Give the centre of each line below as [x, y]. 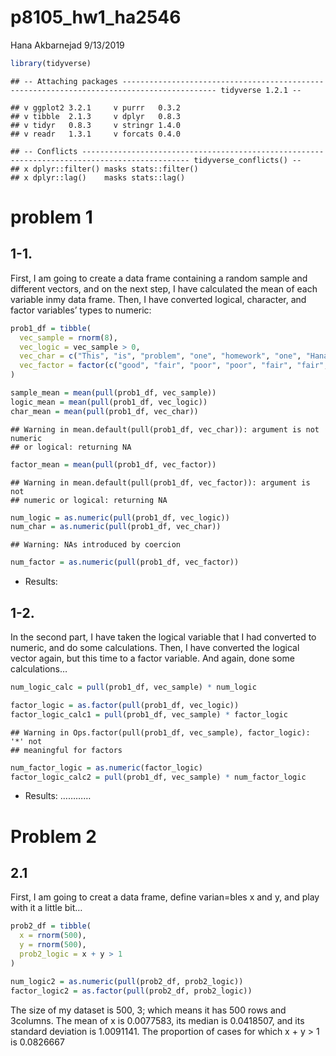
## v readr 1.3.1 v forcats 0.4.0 [96, 134]
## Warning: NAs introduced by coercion [96, 545]
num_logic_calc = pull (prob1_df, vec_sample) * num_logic [133, 687]
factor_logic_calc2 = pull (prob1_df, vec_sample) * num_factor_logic [158, 777]
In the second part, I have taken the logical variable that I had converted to [163, 637]
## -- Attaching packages [64, 81]
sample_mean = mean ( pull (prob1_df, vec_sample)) [113, 393]
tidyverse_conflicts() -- [247, 160]
